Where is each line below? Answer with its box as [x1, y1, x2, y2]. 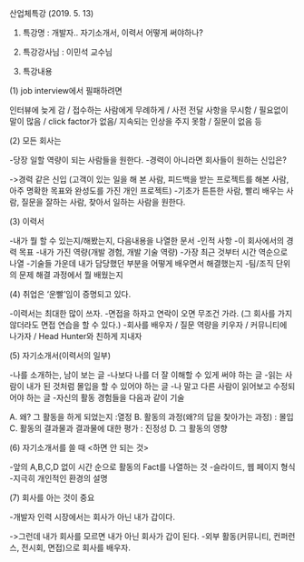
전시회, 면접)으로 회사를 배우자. [21, 542, 132, 553]
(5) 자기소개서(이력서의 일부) [9, 350, 112, 361]
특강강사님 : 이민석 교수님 [22, 46, 113, 57]
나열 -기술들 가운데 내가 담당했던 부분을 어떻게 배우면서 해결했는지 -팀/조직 [9, 258, 274, 268]
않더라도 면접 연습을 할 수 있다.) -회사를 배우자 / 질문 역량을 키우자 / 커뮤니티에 [9, 319, 288, 330]
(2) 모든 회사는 [9, 135, 62, 146]
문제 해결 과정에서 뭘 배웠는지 [18, 269, 124, 280]
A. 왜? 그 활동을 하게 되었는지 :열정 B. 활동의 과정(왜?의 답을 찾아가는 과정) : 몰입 [9, 412, 295, 422]
